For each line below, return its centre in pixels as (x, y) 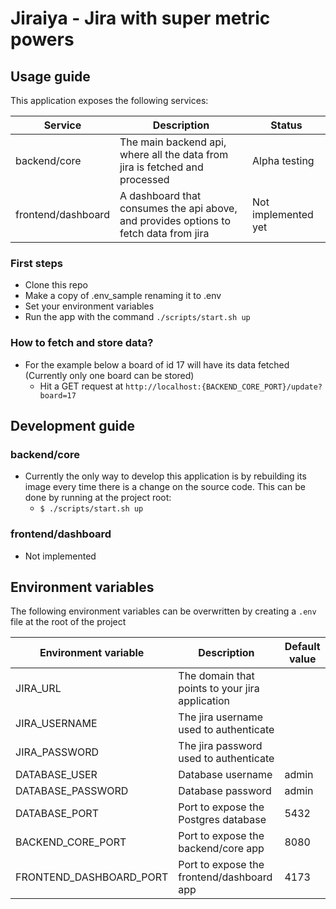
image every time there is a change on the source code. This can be (165, 487)
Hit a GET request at (81, 386)
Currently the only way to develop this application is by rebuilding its (165, 476)
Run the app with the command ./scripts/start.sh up (137, 317)
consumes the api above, (178, 208)
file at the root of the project (68, 622)
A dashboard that (160, 195)
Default (302, 647)
